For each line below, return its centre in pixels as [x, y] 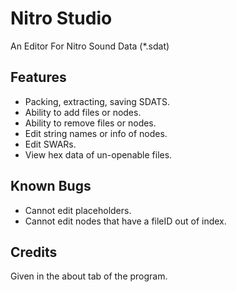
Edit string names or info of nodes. [96, 133]
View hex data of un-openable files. [98, 154]
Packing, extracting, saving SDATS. [97, 101]
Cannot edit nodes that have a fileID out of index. [125, 221]
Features [38, 77]
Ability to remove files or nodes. [90, 123]
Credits [34, 252]
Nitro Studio [61, 18]
